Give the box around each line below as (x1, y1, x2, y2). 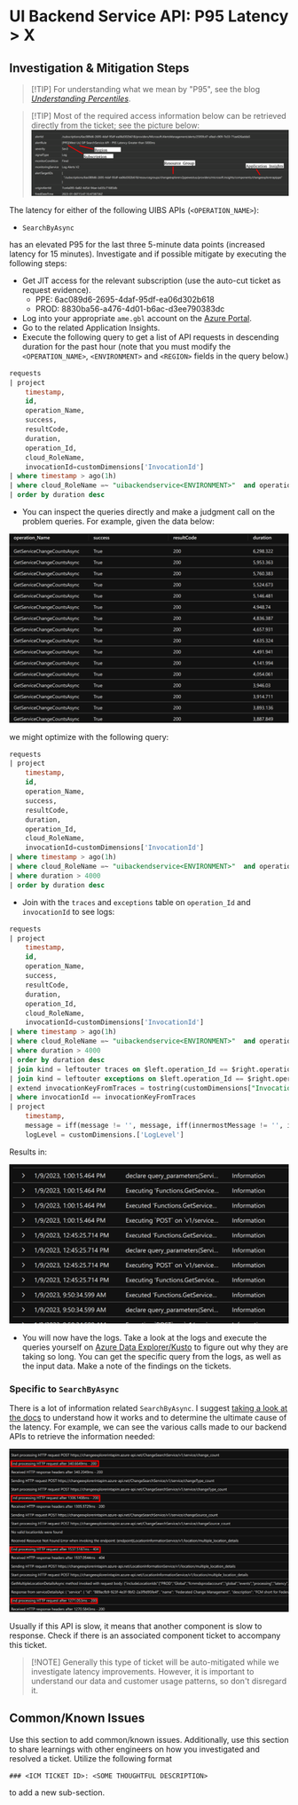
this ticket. (9, 1639, 47, 1650)
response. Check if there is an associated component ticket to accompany (9, 1630, 281, 1641)
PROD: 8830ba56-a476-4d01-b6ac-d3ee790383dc (35, 303, 225, 314)
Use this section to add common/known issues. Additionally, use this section (9, 1734, 289, 1745)
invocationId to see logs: (21, 906, 115, 917)
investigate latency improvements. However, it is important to (30, 1666, 255, 1676)
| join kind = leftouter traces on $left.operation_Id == (9, 1065, 228, 1074)
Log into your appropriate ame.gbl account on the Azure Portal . (21, 312, 253, 323)
